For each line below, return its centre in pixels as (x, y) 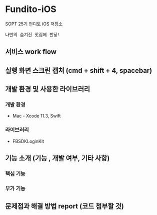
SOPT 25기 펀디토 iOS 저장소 (34, 24)
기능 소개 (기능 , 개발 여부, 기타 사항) (57, 158)
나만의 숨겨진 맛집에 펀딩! (33, 34)
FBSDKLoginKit (28, 141)
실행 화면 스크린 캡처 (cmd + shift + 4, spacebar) (79, 71)
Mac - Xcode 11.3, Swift (36, 116)
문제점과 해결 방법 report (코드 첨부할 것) (64, 206)
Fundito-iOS (31, 9)
